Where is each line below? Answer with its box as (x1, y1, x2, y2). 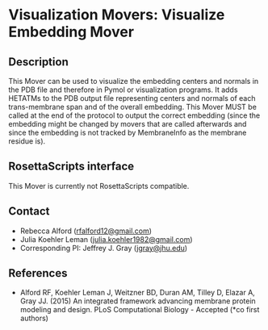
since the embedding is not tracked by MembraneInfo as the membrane (8, 127, 247, 137)
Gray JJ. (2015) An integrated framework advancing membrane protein (19, 296, 256, 306)
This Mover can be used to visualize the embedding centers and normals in (8, 77, 259, 86)
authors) (19, 313, 48, 324)
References (8, 266, 68, 280)
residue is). (8, 136, 46, 146)
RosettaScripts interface (8, 160, 135, 173)
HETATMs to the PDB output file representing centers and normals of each (8, 94, 256, 102)
